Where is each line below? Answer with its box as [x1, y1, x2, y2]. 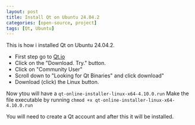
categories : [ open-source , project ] [6, 20, 97, 26]
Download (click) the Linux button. [14, 79, 99, 86]
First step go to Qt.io [14, 53, 65, 60]
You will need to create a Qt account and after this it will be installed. [6, 113, 174, 120]
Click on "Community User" [14, 66, 83, 73]
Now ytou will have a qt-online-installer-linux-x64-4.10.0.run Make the [6, 90, 189, 97]
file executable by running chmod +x [6, 96, 93, 104]
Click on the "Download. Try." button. [14, 60, 106, 67]
